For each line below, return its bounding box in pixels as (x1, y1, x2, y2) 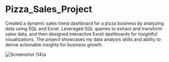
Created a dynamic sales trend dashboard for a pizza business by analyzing (5, 20, 164, 26)
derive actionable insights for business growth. (5, 41, 103, 47)
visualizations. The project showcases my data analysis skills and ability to (5, 36, 161, 42)
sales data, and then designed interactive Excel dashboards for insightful (5, 31, 158, 37)
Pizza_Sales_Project (5, 4, 92, 15)
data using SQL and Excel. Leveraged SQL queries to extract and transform (5, 25, 162, 31)
